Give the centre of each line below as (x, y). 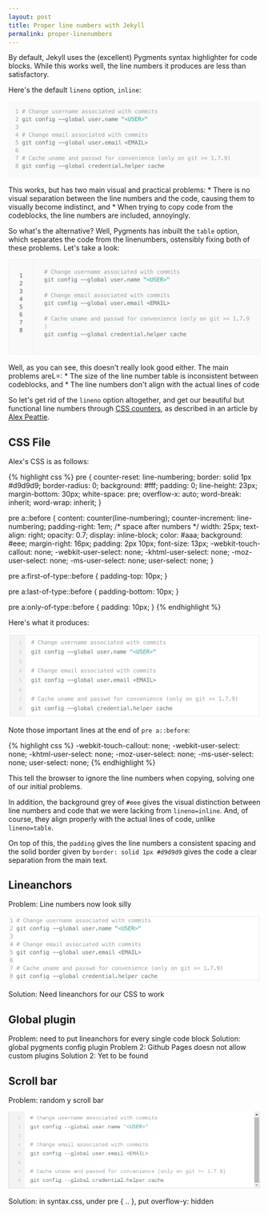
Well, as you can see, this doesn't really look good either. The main (119, 367)
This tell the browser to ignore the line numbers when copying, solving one (132, 778)
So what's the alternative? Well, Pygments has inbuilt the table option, (124, 231)
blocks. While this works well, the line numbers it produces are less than (127, 66)
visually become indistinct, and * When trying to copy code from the (121, 207)
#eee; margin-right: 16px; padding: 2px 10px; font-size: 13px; (109, 543)
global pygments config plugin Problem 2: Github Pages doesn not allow (127, 1048)
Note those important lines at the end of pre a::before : (99, 730)
